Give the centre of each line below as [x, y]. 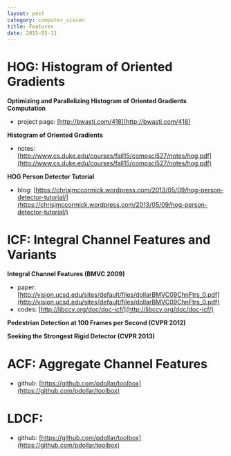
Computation [27, 109]
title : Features [30, 26]
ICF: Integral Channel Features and [109, 240]
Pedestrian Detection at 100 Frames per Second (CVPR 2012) [96, 323]
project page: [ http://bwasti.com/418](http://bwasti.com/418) [104, 122]
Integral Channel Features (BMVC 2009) [66, 274]
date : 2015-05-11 [32, 33]
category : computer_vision [46, 20]
